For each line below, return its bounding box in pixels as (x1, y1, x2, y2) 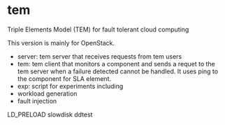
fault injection (17, 96, 57, 105)
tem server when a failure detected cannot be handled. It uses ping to (17, 67, 219, 75)
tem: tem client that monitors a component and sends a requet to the (17, 59, 215, 68)
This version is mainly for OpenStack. (7, 38, 115, 47)
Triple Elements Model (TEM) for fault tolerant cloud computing (7, 25, 189, 34)
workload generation (17, 89, 78, 98)
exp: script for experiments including (17, 82, 124, 90)
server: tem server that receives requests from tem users (17, 52, 182, 61)
